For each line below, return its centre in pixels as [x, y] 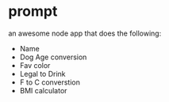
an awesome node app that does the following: [85, 33]
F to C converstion [50, 82]
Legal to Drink [42, 74]
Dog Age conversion [53, 57]
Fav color [35, 65]
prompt [33, 11]
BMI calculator [43, 90]
